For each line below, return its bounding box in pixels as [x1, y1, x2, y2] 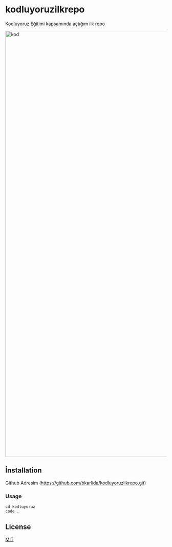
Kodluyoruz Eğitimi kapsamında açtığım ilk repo [5, 21, 105, 27]
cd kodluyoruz [5, 504, 36, 509]
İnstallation [5, 466, 42, 475]
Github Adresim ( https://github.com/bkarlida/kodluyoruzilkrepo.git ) [5, 480, 146, 486]
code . [5, 509, 19, 514]
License [5, 523, 31, 532]
